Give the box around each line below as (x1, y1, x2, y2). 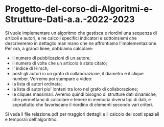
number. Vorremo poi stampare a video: (12, 76, 93, 82)
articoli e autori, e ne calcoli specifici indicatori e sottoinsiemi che (5, 35, 137, 41)
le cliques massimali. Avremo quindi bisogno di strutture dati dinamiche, (12, 91, 157, 97)
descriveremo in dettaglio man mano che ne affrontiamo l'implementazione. (5, 40, 158, 46)
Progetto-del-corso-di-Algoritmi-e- (5, 3, 153, 15)
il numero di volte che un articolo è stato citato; (12, 60, 107, 66)
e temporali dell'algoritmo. (5, 116, 58, 122)
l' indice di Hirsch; (12, 65, 49, 71)
